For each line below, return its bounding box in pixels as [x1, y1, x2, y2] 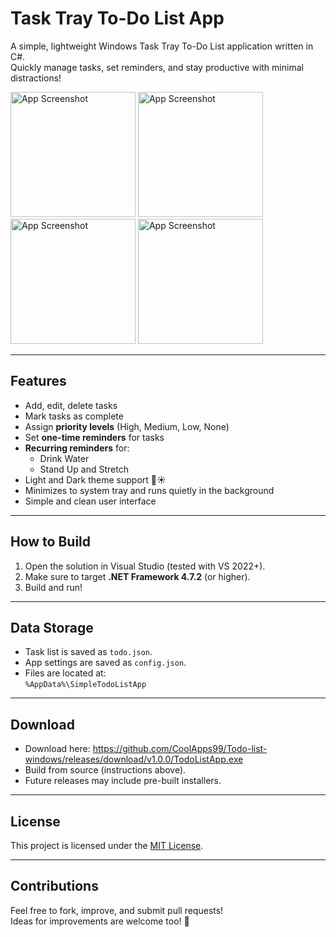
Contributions [10, 878, 99, 895]
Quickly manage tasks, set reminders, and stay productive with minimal [10, 61, 304, 73]
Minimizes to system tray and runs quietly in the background [24, 484, 275, 496]
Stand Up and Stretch [39, 463, 129, 475]
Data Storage [10, 619, 94, 636]
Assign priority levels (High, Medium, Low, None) [24, 420, 230, 432]
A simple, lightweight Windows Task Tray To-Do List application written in [10, 40, 314, 52]
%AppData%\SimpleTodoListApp [24, 680, 147, 690]
